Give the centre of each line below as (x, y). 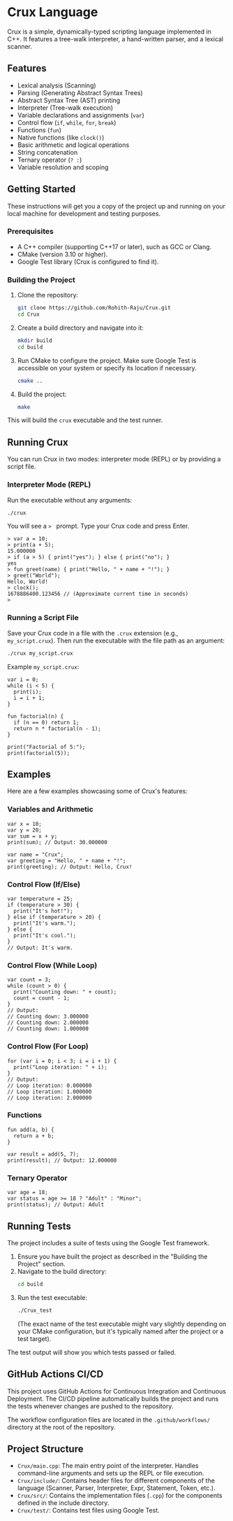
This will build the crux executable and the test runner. (85, 420)
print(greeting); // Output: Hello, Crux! (70, 867)
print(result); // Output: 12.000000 (62, 1160)
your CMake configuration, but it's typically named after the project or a (120, 1331)
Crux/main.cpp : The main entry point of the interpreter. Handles (108, 1466)
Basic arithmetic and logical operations (73, 145)
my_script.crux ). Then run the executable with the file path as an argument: (116, 640)
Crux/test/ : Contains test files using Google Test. (88, 1511)
